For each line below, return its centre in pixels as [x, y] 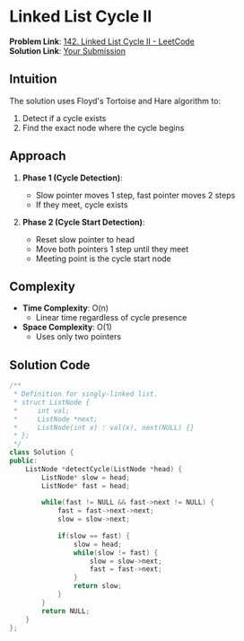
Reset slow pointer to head [85, 239]
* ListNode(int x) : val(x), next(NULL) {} [104, 427]
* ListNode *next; [56, 419]
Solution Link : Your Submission [67, 50]
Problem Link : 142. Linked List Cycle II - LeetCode [102, 41]
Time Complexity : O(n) [65, 308]
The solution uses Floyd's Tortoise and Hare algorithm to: [115, 101]
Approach [38, 156]
